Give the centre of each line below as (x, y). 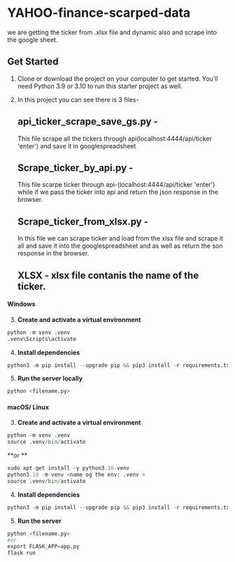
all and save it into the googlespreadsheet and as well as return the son (120, 246)
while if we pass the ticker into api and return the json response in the (118, 192)
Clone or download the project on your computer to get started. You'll (117, 78)
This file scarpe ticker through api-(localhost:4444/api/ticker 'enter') (116, 185)
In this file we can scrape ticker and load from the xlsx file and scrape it (120, 239)
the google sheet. (33, 39)
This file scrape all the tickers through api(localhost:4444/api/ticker (114, 139)
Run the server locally (50, 379)
